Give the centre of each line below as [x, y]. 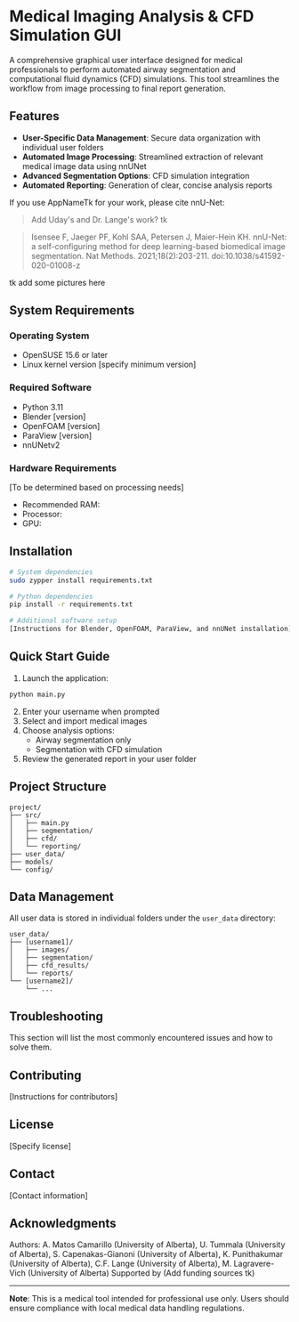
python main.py [37, 694]
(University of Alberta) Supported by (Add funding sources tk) [141, 1273]
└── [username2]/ [41, 981]
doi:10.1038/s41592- [248, 255]
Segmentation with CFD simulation [99, 749]
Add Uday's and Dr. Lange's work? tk [99, 219]
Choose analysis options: [69, 730]
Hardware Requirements [63, 467]
